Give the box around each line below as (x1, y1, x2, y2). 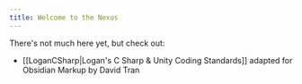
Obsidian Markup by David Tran (22, 64, 140, 75)
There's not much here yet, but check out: (9, 38, 165, 48)
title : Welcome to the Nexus (9, 13, 119, 22)
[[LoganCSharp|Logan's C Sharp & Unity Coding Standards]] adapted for (22, 55, 293, 65)
